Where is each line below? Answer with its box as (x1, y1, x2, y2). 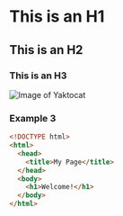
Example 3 (9, 112, 57, 124)
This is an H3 (9, 69, 67, 82)
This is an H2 (9, 42, 83, 58)
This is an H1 (9, 6, 105, 27)
